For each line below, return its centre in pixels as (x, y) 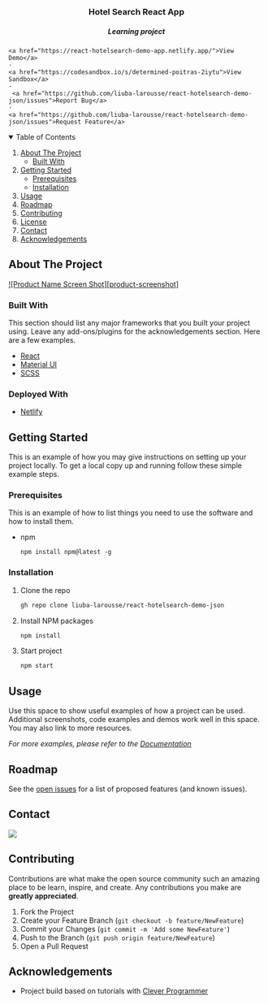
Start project (41, 651)
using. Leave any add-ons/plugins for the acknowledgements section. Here (134, 331)
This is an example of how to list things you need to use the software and (131, 513)
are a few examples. (42, 340)
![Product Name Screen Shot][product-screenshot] (94, 284)
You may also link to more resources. (70, 728)
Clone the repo (45, 590)
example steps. (34, 474)
